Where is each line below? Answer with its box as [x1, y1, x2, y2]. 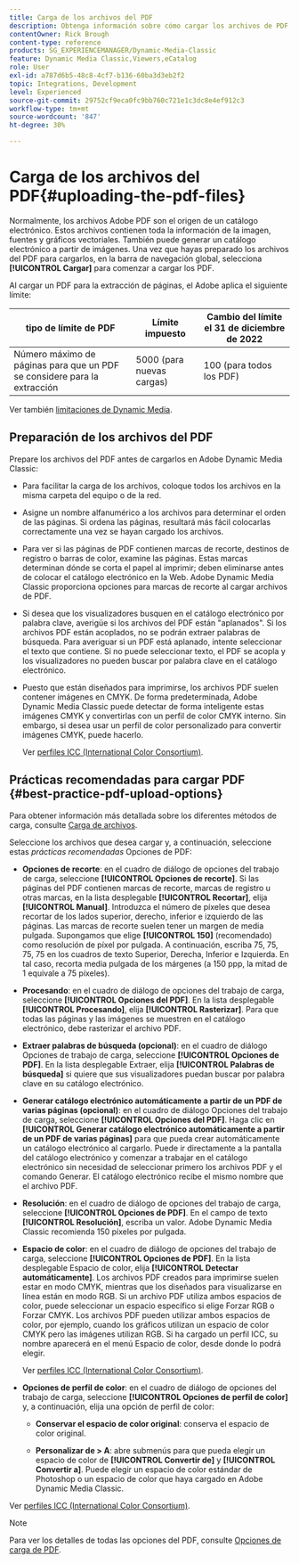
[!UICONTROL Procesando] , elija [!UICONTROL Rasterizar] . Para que [21, 1003, 279, 1014]
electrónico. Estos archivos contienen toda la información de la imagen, [9, 225, 271, 235]
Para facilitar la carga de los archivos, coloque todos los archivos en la [21, 480, 281, 491]
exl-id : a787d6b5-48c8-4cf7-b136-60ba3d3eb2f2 [9, 71, 185, 80]
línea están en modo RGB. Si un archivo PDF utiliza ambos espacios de [21, 1290, 282, 1301]
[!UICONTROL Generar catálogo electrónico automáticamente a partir [21, 1124, 285, 1134]
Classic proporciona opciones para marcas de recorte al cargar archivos [21, 581, 288, 592]
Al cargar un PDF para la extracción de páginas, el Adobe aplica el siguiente [9, 280, 287, 291]
